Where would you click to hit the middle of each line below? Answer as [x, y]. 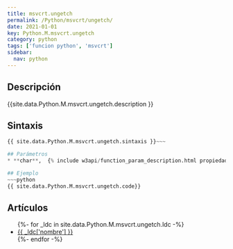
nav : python [31, 59]
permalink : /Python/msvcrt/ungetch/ [60, 20]
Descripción [34, 87]
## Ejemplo [23, 173]
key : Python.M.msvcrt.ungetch [51, 33]
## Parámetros [28, 154]
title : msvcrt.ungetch [40, 14]
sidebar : [20, 53]
